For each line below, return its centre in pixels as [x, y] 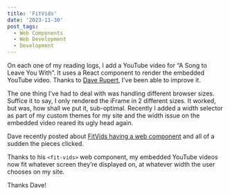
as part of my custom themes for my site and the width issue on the [104, 115]
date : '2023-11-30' [35, 20]
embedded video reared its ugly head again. [70, 123]
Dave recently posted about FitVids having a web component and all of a [111, 136]
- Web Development [40, 39]
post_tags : [23, 26]
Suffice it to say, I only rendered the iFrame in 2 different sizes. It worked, [112, 101]
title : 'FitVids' [32, 13]
